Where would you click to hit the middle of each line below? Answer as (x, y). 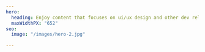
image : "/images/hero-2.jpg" (48, 34)
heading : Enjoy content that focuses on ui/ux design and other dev (100, 18)
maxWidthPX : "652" (35, 23)
